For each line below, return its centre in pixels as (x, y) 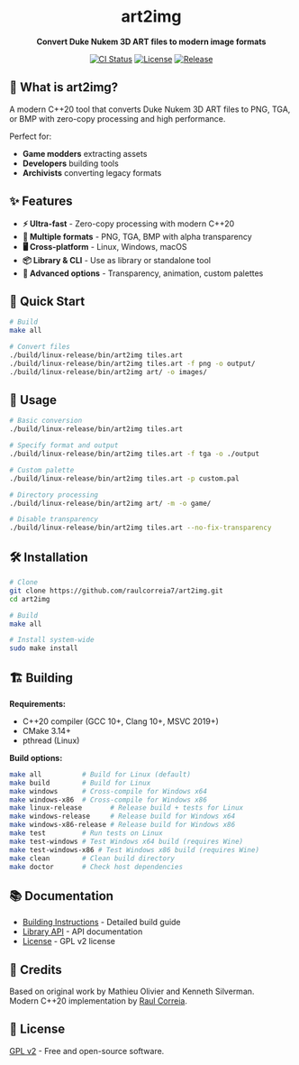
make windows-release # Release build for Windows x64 (122, 817)
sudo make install (44, 648)
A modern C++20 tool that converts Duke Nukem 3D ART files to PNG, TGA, (150, 109)
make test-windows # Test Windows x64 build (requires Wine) (127, 841)
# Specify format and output (64, 445)
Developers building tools (70, 163)
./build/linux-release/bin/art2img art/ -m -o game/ (110, 503)
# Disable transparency (54, 519)
